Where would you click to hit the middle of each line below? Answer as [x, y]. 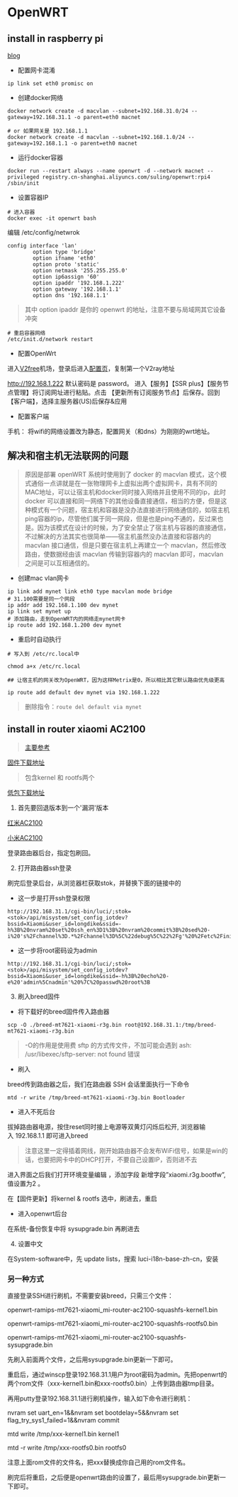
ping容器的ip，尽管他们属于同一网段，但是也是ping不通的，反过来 [121, 518]
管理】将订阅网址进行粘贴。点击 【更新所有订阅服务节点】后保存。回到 [117, 392]
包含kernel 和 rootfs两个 [59, 777]
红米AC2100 [25, 823]
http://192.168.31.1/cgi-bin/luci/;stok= [69, 964]
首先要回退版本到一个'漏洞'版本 [63, 807]
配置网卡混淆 [36, 70]
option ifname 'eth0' [65, 258]
